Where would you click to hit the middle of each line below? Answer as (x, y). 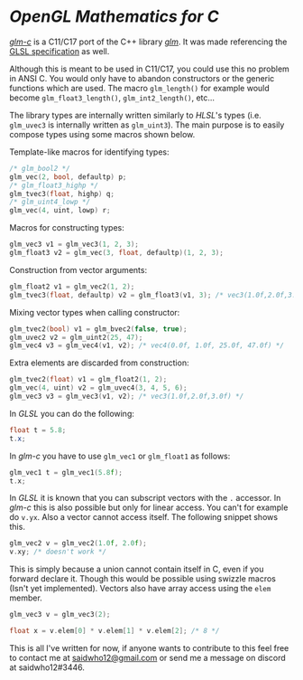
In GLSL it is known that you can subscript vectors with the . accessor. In (145, 498)
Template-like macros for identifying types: (89, 152)
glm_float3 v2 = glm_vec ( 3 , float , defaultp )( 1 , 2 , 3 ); (116, 253)
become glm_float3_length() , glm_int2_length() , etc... (112, 98)
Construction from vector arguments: (78, 269)
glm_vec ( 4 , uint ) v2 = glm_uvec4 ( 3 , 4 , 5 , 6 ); (98, 388)
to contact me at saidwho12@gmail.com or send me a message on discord (147, 657)
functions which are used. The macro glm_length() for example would (140, 88)
